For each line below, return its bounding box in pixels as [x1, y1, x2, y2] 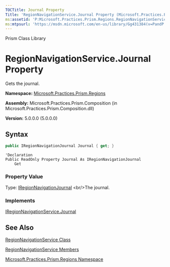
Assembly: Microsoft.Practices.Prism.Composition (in [5, 100, 117, 106]
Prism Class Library [5, 35, 46, 41]
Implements [5, 197, 35, 204]
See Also [5, 223, 34, 232]
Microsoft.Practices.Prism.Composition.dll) [5, 106, 95, 112]
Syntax [5, 130, 28, 139]
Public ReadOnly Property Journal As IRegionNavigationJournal [5, 157, 142, 162]
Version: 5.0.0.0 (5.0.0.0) [5, 115, 58, 121]
